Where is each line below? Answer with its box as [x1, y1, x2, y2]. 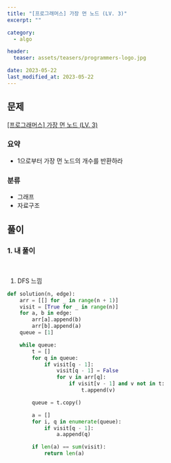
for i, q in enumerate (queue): [32, 418, 122, 425]
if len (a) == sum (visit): [32, 444, 107, 451]
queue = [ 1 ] [19, 329, 54, 336]
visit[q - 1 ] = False [56, 367, 119, 374]
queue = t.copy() [32, 399, 81, 406]
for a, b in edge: [19, 310, 72, 317]
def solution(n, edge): [7, 290, 76, 297]
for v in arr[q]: [56, 374, 107, 381]
